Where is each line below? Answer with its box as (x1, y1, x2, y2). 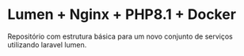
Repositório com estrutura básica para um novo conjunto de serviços (7, 32, 233, 41)
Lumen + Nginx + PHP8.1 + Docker (7, 6, 237, 24)
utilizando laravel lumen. (7, 39, 87, 49)
